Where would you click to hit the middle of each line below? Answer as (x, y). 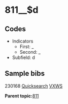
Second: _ (30, 52)
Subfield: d (23, 57)
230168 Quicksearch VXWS (34, 86)
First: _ (27, 47)
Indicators (23, 41)
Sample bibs (25, 74)
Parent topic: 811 (22, 96)
